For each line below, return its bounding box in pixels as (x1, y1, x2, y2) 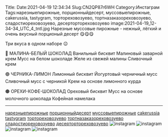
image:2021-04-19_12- (110, 20, 156, 26)
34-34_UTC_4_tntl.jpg (5, 26, 50, 32)
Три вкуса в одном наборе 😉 (5, 41, 68, 47)
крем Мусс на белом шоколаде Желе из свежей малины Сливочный (5, 56, 152, 62)
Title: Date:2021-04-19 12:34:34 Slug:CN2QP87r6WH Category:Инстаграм (5, 5, 160, 10)
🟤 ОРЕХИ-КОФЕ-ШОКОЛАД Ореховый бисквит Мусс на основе (5, 88, 143, 94)
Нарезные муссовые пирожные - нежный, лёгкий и (50, 26, 161, 32)
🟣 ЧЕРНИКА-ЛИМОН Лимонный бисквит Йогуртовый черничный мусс (5, 71, 157, 77)
